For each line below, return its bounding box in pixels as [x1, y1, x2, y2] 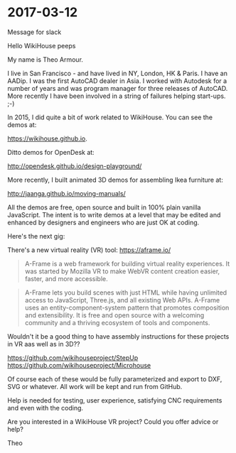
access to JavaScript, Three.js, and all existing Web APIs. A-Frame [24, 295, 220, 304]
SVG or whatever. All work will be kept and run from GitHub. [7, 382, 183, 391]
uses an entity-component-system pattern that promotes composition [24, 303, 230, 312]
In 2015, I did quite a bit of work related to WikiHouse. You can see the [7, 113, 213, 121]
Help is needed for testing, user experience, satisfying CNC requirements [7, 395, 222, 405]
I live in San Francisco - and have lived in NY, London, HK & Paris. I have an [7, 69, 227, 77]
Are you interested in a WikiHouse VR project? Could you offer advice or [7, 417, 219, 426]
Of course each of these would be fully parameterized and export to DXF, [7, 374, 222, 383]
